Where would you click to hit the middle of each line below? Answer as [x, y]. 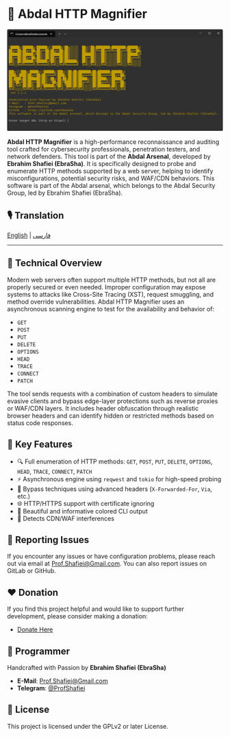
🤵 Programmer [39, 651]
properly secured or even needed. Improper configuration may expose [106, 287]
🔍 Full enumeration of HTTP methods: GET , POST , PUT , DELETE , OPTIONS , [115, 461]
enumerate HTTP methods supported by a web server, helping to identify [110, 171]
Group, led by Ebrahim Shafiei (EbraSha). [65, 193]
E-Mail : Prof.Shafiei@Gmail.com [62, 681]
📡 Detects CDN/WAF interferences [66, 518]
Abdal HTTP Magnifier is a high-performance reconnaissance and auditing [113, 142]
